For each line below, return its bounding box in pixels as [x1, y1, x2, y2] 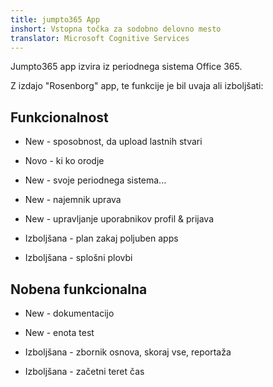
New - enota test [24, 327, 95, 338]
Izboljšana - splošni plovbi [24, 252, 133, 264]
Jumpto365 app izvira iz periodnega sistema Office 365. [10, 61, 243, 73]
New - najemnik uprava [24, 194, 122, 206]
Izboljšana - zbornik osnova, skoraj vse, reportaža [24, 346, 232, 358]
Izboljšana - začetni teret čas [24, 366, 145, 377]
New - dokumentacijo [24, 307, 115, 319]
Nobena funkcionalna [10, 281, 148, 298]
